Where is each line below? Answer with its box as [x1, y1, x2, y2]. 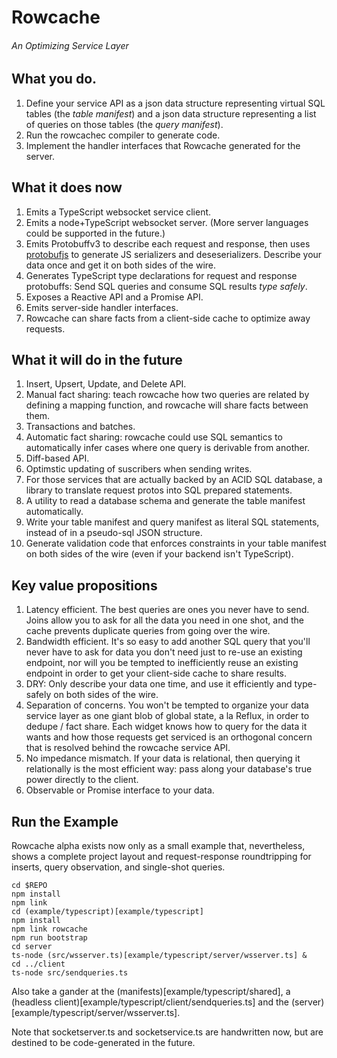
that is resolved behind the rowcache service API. [25, 742, 231, 754]
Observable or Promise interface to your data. [25, 784, 215, 796]
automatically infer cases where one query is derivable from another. [25, 442, 311, 454]
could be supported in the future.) [25, 227, 166, 239]
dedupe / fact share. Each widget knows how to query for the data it [25, 721, 308, 733]
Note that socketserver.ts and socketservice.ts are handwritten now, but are [11, 1026, 324, 1038]
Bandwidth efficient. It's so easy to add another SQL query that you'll [25, 636, 311, 648]
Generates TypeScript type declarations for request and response [25, 269, 298, 281]
